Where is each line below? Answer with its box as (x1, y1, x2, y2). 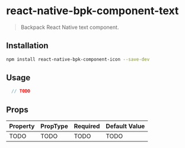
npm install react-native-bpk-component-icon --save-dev (6, 56, 150, 63)
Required (74, 122, 100, 130)
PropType (40, 122, 68, 130)
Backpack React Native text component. (20, 24, 119, 31)
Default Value (106, 122, 145, 130)
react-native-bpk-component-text (6, 4, 179, 18)
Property (9, 122, 35, 130)
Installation (6, 41, 49, 51)
